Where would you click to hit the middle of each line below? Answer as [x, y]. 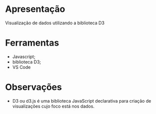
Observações [34, 87]
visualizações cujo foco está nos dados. [53, 106]
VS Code [21, 67]
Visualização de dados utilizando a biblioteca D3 [55, 23]
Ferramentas [32, 43]
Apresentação [35, 9]
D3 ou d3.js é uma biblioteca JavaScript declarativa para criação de [82, 101]
